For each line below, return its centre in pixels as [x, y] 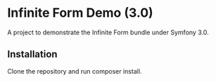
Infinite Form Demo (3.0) [80, 13]
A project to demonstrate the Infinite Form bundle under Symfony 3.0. [108, 32]
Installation [32, 54]
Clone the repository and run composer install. [75, 71]
